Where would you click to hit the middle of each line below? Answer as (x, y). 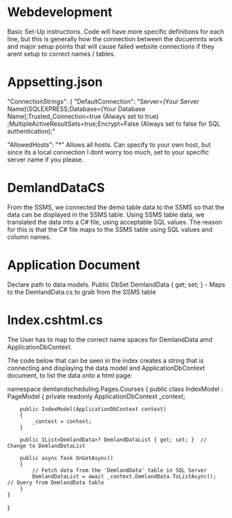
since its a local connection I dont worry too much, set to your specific (108, 152)
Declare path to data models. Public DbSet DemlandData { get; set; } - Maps (116, 285)
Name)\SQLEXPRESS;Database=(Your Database (76, 108)
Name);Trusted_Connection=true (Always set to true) (83, 116)
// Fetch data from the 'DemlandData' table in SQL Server (120, 470)
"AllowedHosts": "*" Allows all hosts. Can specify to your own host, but (109, 145)
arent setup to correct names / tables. (62, 54)
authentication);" (31, 131)
